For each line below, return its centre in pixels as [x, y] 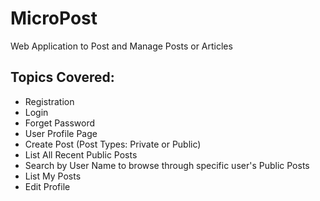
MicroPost [54, 18]
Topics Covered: [62, 77]
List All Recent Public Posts [81, 154]
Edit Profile [47, 186]
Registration [49, 101]
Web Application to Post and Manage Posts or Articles [121, 46]
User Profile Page [61, 133]
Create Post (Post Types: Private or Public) [113, 144]
